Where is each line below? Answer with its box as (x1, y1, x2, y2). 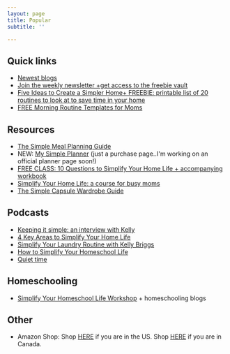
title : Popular (7, 17, 52, 24)
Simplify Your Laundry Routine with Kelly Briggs (17, 240, 155, 249)
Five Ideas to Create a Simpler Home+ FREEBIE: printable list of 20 (17, 89, 209, 97)
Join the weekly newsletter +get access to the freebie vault (17, 81, 188, 89)
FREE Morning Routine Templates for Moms (17, 103, 143, 112)
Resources (7, 124, 55, 135)
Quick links (7, 55, 57, 67)
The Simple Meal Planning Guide (17, 142, 112, 150)
